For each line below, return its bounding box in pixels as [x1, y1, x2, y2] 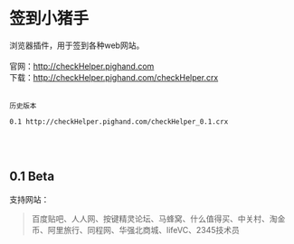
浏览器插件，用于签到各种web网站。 [9, 40, 145, 51]
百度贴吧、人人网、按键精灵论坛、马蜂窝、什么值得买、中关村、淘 [31, 213, 278, 224]
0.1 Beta [9, 169, 55, 184]
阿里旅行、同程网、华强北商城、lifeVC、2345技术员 [47, 224, 240, 235]
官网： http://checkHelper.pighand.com [9, 61, 155, 71]
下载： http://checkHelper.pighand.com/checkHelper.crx [9, 71, 219, 82]
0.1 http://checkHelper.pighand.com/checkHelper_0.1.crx [9, 117, 229, 127]
